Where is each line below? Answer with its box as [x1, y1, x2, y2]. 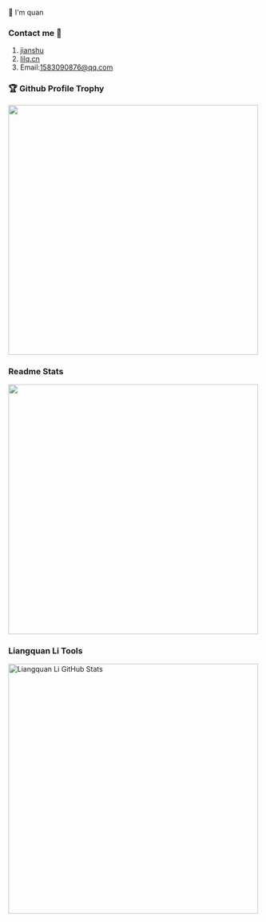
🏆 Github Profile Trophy [8, 83, 105, 94]
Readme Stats [8, 365, 64, 377]
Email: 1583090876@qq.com [19, 62, 113, 72]
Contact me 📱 [8, 27, 62, 38]
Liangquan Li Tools [8, 645, 83, 656]
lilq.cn [19, 54, 40, 64]
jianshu [19, 46, 44, 55]
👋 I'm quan [8, 8, 44, 17]
